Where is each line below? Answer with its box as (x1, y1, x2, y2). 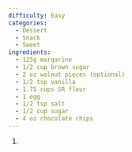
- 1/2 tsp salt (15, 100, 66, 108)
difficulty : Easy (8, 11, 66, 20)
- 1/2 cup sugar (15, 108, 69, 116)
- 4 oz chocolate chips (15, 115, 93, 123)
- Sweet (15, 41, 41, 49)
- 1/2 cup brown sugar (15, 63, 90, 71)
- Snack (15, 33, 41, 42)
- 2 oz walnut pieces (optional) (15, 70, 126, 78)
